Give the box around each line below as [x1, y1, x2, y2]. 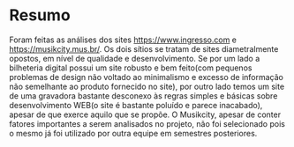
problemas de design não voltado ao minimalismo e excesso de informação [9, 71, 284, 82]
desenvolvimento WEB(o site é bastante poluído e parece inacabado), [9, 99, 263, 110]
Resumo [9, 5, 71, 26]
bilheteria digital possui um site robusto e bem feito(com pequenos [9, 62, 253, 73]
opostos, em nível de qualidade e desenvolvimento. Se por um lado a [9, 53, 260, 63]
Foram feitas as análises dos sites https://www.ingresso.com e [9, 34, 237, 45]
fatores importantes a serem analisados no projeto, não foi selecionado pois [9, 118, 285, 129]
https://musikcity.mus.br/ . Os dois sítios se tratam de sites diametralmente [9, 43, 279, 54]
